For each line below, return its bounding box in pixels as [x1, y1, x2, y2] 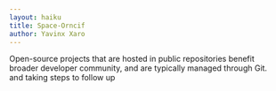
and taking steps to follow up [9, 72, 116, 83]
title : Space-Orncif [9, 21, 86, 30]
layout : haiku [9, 12, 62, 22]
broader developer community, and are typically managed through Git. [9, 63, 268, 73]
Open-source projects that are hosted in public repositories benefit [9, 54, 256, 64]
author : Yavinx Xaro [9, 29, 86, 38]
